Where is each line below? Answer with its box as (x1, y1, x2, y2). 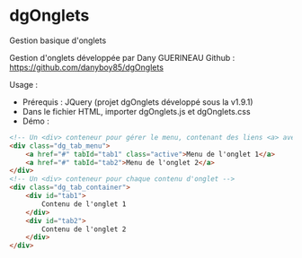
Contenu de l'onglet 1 (41, 199, 127, 209)
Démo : (22, 116, 49, 126)
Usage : (9, 79, 39, 90)
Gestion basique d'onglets (9, 35, 107, 46)
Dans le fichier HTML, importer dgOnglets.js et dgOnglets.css (22, 106, 251, 116)
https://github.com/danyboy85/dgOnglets (9, 62, 164, 73)
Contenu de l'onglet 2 (41, 225, 127, 234)
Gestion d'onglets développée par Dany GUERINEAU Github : (9, 52, 235, 63)
